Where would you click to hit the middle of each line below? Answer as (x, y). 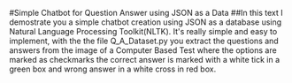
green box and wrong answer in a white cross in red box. (113, 69)
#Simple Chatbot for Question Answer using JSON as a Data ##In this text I (146, 13)
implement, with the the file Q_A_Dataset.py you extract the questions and (144, 41)
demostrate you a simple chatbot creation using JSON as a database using (146, 22)
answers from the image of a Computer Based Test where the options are (143, 50)
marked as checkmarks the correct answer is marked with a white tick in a (145, 60)
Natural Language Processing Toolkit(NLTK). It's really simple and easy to (143, 31)
